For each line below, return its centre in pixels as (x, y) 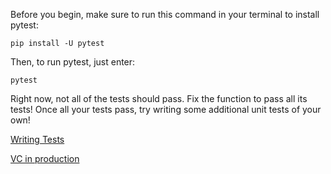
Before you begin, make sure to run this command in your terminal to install (165, 14)
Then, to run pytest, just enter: (73, 62)
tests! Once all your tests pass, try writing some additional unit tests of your (166, 109)
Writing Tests (37, 139)
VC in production (45, 158)
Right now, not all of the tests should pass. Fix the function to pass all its (159, 98)
